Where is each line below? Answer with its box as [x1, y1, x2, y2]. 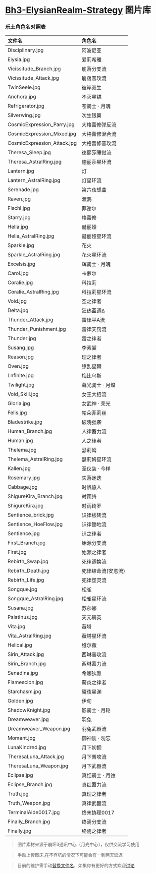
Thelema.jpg [7, 447, 37, 454]
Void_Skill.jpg [7, 391, 39, 398]
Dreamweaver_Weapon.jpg [7, 725, 71, 732]
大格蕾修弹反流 [81, 121, 117, 128]
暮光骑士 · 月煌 [81, 382, 116, 389]
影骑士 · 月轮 [81, 707, 111, 714]
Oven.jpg [7, 363, 29, 370]
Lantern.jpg [7, 168, 35, 175]
